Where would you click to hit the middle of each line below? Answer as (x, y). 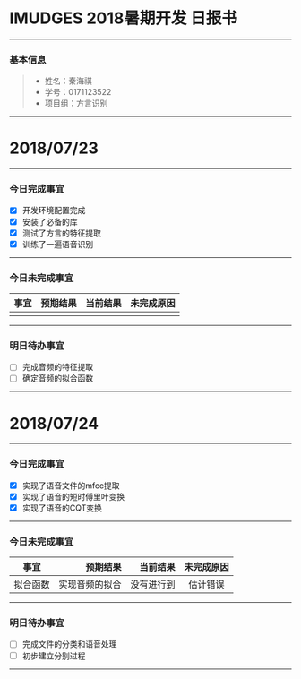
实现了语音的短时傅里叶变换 (73, 496)
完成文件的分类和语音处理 (69, 644)
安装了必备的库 (50, 221)
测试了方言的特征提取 (61, 233)
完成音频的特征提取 (58, 367)
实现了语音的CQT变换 (62, 508)
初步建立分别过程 (54, 656)
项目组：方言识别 (76, 103)
